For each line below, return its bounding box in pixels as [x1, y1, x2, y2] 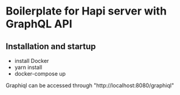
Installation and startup [5, 41, 96, 51]
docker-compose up [14, 70, 66, 77]
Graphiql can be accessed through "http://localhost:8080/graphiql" [5, 82, 175, 89]
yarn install [14, 64, 43, 71]
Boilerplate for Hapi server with [5, 4, 167, 18]
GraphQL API [5, 17, 72, 31]
